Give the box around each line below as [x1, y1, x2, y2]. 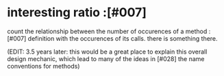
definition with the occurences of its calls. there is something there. [27, 34, 218, 42]
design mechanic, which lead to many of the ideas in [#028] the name [7, 54, 205, 62]
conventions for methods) [7, 62, 80, 70]
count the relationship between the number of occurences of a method [7, 27, 208, 35]
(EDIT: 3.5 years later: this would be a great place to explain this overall [7, 47, 208, 56]
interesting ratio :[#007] [7, 5, 147, 20]
